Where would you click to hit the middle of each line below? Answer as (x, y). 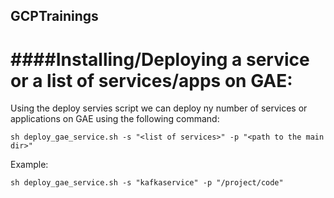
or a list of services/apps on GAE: (151, 80)
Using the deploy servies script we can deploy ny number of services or (159, 108)
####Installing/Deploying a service (160, 59)
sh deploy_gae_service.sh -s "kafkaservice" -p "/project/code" (147, 183)
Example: (29, 165)
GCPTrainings (54, 16)
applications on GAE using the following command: (115, 119)
